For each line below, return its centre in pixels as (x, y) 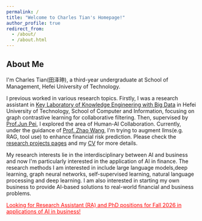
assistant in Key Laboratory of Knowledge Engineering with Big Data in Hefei (101, 104)
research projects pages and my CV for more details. (72, 143)
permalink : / (23, 12)
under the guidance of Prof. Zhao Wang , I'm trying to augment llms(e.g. (95, 130)
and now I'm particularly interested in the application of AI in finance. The (97, 161)
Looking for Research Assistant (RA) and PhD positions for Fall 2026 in (94, 205)
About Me (25, 64)
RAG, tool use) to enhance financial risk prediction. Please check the (91, 136)
